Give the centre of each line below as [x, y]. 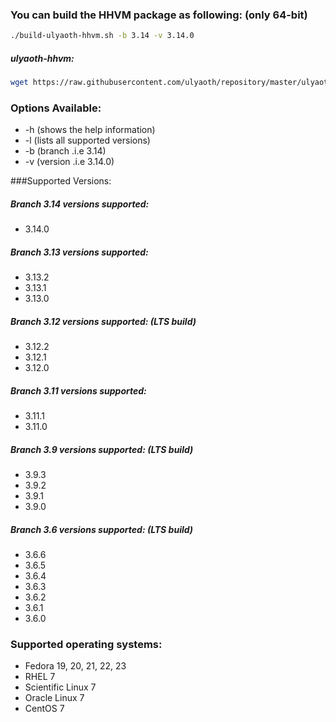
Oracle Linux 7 [54, 698]
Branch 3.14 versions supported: [80, 204]
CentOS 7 [44, 709]
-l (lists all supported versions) [87, 140]
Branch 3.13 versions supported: [79, 252]
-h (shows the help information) [90, 130]
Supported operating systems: [86, 645]
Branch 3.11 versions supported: [78, 390]
